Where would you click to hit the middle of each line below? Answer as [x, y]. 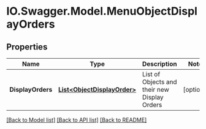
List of [151, 74]
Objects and [159, 82]
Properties [27, 47]
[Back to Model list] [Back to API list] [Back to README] [77, 120]
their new [156, 90]
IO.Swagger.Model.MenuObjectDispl [102, 11]
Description [159, 64]
